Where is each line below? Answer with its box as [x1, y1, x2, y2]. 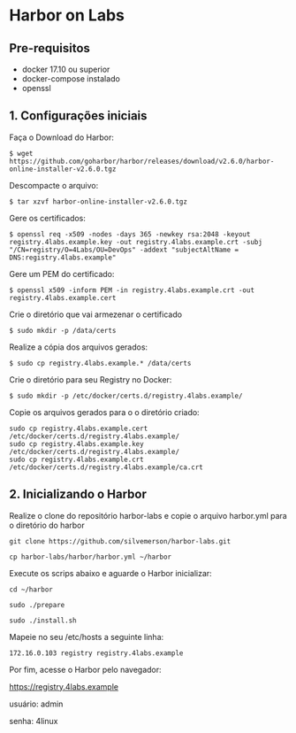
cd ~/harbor [9, 585, 53, 594]
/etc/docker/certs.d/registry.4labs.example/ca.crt [9, 462, 203, 472]
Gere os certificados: [9, 212, 87, 223]
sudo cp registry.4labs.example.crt [9, 455, 144, 464]
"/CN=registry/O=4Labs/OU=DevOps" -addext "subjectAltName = [9, 245, 239, 254]
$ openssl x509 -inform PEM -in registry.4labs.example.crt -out [9, 285, 254, 295]
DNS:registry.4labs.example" [9, 253, 117, 262]
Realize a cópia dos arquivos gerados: [9, 342, 148, 352]
